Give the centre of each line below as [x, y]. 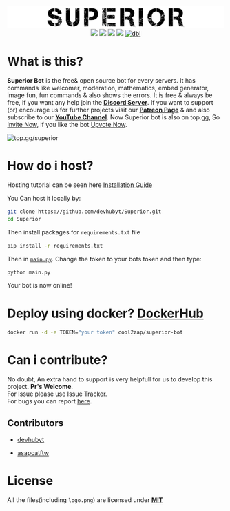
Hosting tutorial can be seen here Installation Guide [80, 185]
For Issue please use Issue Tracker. [57, 394]
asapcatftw [33, 452]
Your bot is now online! [40, 285]
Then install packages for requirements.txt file [74, 232]
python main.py [29, 272]
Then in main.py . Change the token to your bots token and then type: [104, 259]
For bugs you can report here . [50, 401]
